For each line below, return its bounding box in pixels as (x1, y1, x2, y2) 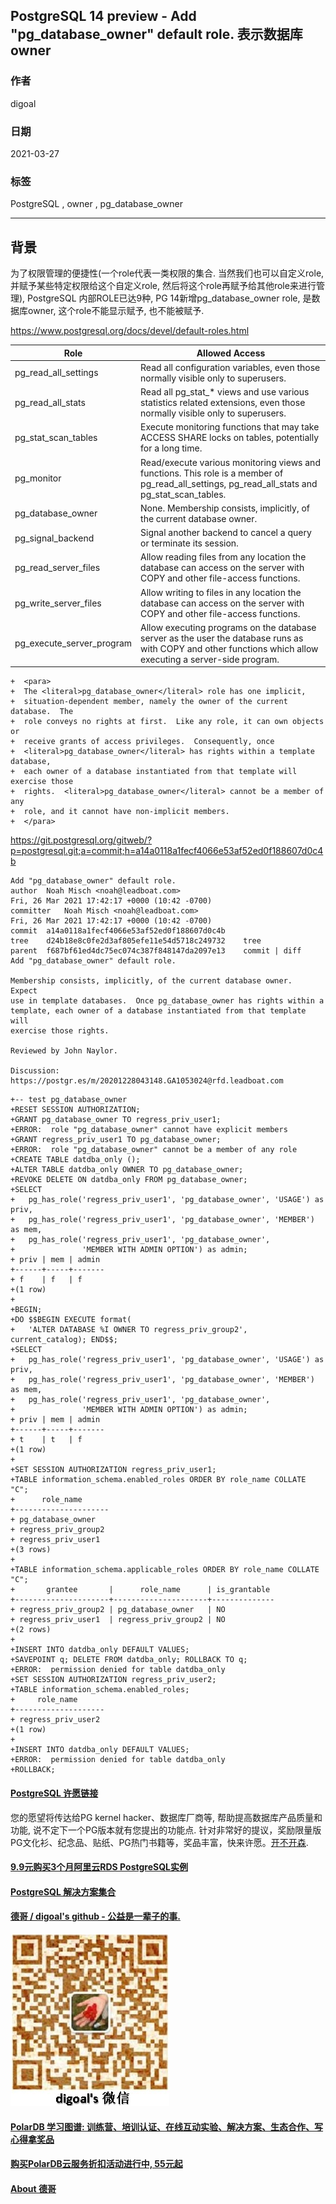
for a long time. (140, 442, 203, 454)
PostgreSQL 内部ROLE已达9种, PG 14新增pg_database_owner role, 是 (27, 292, 312, 304)
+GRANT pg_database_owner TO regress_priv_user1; (10, 1115, 222, 1125)
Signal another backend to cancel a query (140, 527, 312, 539)
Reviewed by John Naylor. (10, 1046, 118, 1056)
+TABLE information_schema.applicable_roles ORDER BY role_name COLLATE (10, 1565, 320, 1575)
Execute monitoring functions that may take (140, 421, 320, 433)
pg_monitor (14, 472, 62, 484)
